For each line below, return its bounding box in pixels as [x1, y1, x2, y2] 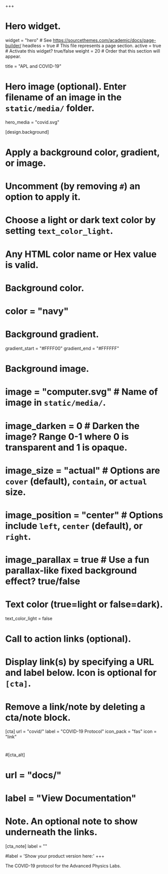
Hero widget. [5, 21, 61, 32]
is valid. [5, 259, 39, 271]
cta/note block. [5, 712, 71, 723]
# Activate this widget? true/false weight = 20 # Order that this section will [5, 48, 160, 54]
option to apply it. [5, 191, 81, 203]
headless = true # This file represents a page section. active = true [22, 43, 161, 49]
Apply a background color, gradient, [5, 147, 160, 158]
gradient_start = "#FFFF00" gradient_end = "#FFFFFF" [5, 345, 119, 351]
